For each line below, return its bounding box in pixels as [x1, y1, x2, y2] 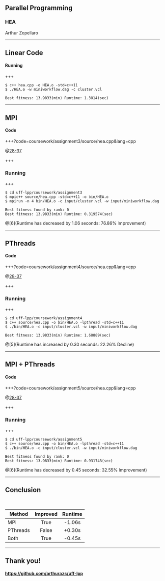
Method [9, 510, 28, 517]
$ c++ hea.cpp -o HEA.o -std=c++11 [5, 83, 78, 88]
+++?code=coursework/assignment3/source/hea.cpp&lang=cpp [5, 138, 136, 144]
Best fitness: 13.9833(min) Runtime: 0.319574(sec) [5, 212, 113, 217]
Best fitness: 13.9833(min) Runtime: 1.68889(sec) [5, 333, 111, 338]
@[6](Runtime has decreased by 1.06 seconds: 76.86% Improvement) [5, 221, 146, 226]
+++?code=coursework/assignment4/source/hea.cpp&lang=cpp [5, 264, 136, 270]
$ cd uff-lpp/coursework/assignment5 [5, 437, 82, 442]
